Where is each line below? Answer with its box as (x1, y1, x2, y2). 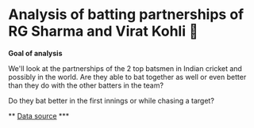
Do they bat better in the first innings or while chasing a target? (8, 96, 214, 105)
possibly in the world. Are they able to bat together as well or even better (8, 72, 247, 81)
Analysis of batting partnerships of (8, 6, 244, 24)
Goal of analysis (8, 48, 63, 58)
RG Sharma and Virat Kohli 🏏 (8, 22, 198, 40)
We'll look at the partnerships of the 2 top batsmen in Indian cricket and (8, 63, 242, 73)
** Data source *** (8, 111, 70, 120)
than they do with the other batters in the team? (8, 81, 164, 90)
